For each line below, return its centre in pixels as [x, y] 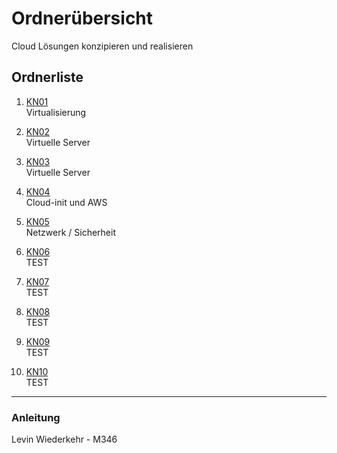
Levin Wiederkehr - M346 [64, 439]
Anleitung [36, 417]
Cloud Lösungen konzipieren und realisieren [102, 46]
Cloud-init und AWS [66, 202]
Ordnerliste [47, 77]
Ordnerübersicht [82, 18]
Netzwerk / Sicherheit [70, 232]
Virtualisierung [56, 112]
